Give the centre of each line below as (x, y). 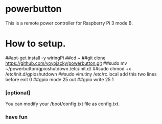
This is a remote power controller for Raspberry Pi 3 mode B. (69, 23)
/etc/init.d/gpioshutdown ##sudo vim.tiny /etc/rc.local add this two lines (81, 74)
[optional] (18, 92)
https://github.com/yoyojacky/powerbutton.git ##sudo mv (66, 63)
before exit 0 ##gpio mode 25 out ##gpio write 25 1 (60, 79)
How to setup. (36, 44)
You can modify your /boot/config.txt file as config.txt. (63, 104)
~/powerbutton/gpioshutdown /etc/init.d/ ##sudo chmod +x (68, 68)
